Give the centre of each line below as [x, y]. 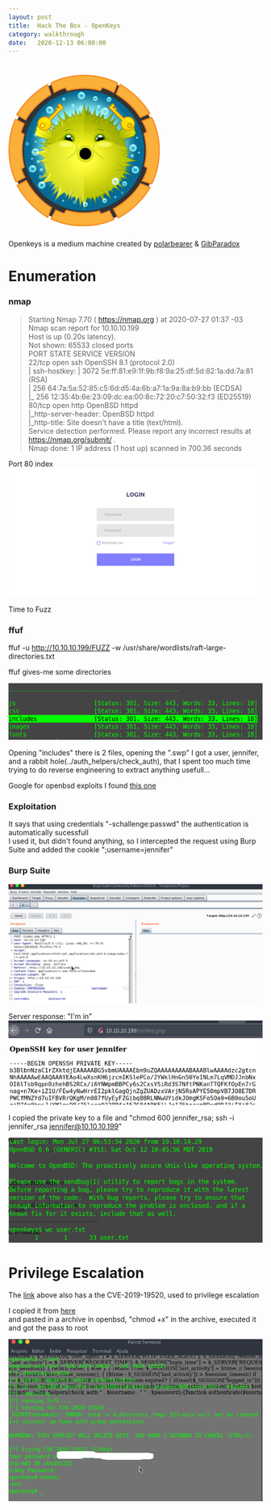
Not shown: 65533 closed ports [81, 345]
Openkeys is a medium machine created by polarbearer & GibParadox [124, 244]
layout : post [30, 17]
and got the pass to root [48, 1328]
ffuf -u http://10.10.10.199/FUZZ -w [65, 647]
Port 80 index [31, 464]
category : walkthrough [46, 34]
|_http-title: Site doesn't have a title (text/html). [106, 422]
